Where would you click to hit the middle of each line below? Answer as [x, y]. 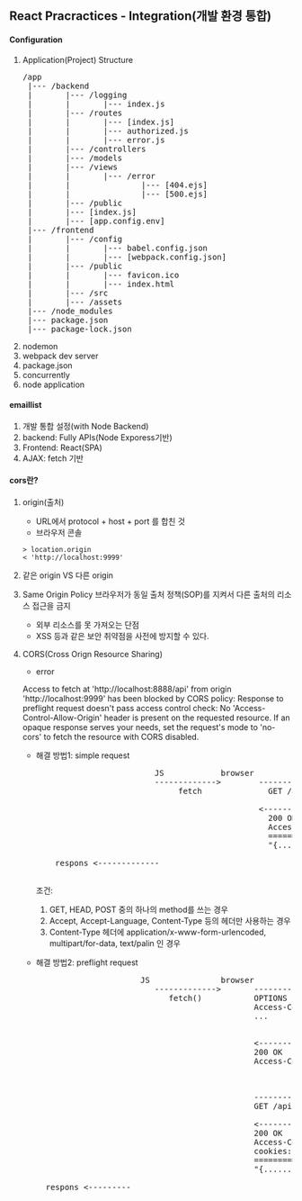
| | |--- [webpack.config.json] [127, 257]
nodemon [40, 346]
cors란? [24, 481]
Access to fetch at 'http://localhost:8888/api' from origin [127, 689]
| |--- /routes [75, 113]
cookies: [273, 1151]
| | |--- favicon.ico [103, 275]
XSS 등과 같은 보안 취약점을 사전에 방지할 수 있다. [122, 636]
